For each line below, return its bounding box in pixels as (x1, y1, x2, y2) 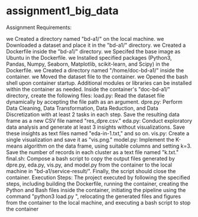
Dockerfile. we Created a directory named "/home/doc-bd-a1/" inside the (6, 66, 184, 74)
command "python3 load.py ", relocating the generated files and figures (6, 193, 181, 200)
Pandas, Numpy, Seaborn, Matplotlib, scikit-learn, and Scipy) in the (6, 60, 170, 68)
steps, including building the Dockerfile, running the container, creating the (6, 180, 189, 187)
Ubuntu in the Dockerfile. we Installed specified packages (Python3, (6, 54, 173, 61)
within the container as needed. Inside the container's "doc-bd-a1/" (6, 85, 170, 92)
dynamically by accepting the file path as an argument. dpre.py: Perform (6, 98, 183, 105)
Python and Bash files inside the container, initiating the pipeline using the (6, 186, 186, 193)
